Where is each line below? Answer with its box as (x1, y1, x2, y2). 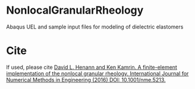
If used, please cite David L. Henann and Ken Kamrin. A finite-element (6, 63, 177, 71)
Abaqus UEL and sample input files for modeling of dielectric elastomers (6, 23, 184, 30)
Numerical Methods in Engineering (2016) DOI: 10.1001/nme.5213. (6, 76, 166, 83)
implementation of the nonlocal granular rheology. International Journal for (6, 69, 189, 77)
